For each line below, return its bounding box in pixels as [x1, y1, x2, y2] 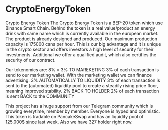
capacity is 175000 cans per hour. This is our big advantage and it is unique [5, 41, 161, 47]
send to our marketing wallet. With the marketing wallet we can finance [5, 72, 152, 78]
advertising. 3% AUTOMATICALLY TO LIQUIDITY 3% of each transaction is [5, 77, 160, 83]
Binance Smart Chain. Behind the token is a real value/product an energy [5, 25, 155, 31]
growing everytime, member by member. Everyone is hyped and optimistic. [5, 108, 160, 114]
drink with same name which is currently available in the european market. [5, 30, 159, 36]
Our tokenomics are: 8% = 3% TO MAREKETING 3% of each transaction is [5, 66, 159, 73]
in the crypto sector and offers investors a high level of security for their [5, 46, 154, 52]
